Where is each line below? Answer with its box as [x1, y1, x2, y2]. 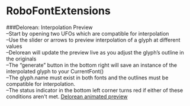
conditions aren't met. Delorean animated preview [6, 93, 128, 100]
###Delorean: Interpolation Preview [6, 24, 93, 31]
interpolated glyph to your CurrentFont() [6, 68, 104, 75]
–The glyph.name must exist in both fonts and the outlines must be [6, 74, 169, 81]
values [6, 43, 22, 50]
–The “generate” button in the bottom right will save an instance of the [6, 61, 178, 69]
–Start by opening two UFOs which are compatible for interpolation [6, 30, 169, 37]
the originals [6, 55, 37, 62]
